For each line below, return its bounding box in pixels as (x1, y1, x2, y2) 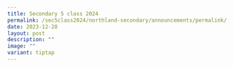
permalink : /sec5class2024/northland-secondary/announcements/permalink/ (7, 17, 228, 24)
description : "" (7, 36, 55, 43)
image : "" (7, 43, 36, 50)
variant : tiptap (7, 50, 55, 57)
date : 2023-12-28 (7, 23, 58, 30)
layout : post (7, 29, 46, 37)
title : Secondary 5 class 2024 (7, 10, 99, 17)
